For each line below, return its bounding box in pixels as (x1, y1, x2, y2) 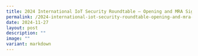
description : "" (6, 30, 46, 36)
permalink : (6, 14, 33, 20)
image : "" (6, 36, 31, 41)
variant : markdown (6, 41, 51, 47)
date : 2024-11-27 (6, 19, 49, 25)
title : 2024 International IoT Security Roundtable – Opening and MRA (6, 8, 183, 15)
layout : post (6, 24, 38, 31)
